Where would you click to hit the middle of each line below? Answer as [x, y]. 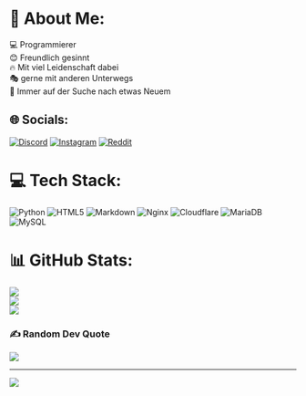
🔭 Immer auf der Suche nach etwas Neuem [90, 91]
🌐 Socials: [39, 120]
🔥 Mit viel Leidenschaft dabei [64, 67]
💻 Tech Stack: [66, 180]
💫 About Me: [57, 19]
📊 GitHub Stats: [71, 260]
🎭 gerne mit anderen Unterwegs [71, 78]
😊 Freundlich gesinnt [50, 57]
